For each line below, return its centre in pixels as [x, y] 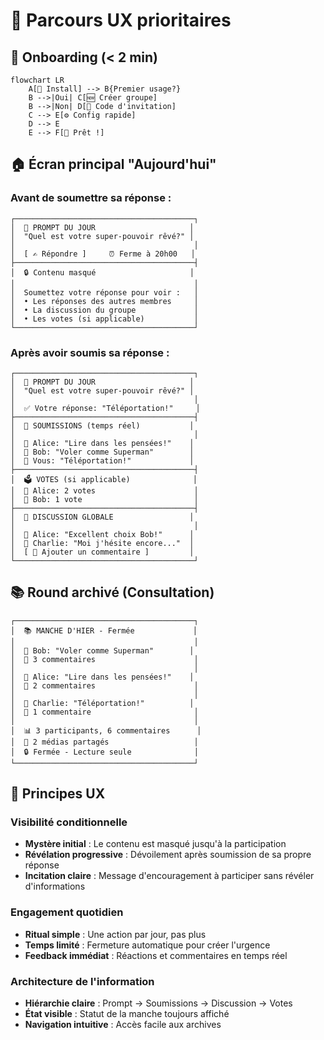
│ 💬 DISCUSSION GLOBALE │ [102, 517]
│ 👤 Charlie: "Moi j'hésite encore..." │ [102, 543]
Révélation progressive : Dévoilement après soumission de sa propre [168, 855]
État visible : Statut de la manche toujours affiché [127, 1014]
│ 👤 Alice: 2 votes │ [104, 490]
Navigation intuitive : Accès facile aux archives [123, 1025]
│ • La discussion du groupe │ [104, 310]
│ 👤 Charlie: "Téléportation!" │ [102, 703]
